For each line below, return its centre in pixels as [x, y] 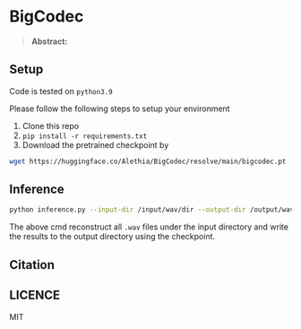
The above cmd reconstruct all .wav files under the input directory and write [149, 227]
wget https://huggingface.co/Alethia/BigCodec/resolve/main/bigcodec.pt [148, 161]
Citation [32, 265]
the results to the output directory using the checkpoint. [112, 237]
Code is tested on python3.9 [61, 91]
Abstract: [49, 41]
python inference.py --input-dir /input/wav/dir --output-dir [128, 210]
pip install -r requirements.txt [85, 136]
